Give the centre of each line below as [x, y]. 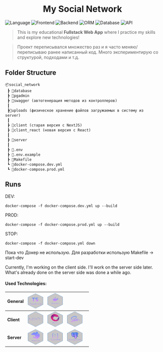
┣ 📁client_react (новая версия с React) [49, 130]
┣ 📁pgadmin [18, 96]
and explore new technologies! [48, 37]
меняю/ [130, 47]
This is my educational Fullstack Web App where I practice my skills [86, 32]
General [15, 301]
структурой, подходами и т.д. [48, 57]
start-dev [14, 257]
